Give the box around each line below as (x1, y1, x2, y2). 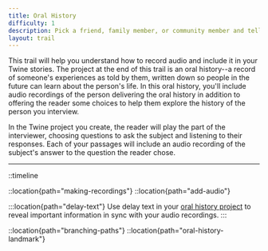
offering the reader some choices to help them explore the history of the (8, 98, 246, 108)
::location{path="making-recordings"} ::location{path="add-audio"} (8, 186, 231, 196)
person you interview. (8, 107, 80, 117)
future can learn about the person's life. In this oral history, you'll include (8, 82, 247, 91)
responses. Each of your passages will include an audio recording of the (8, 139, 246, 149)
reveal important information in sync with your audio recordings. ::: (8, 210, 227, 220)
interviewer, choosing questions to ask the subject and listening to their (8, 131, 242, 141)
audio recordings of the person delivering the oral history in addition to (8, 90, 241, 100)
